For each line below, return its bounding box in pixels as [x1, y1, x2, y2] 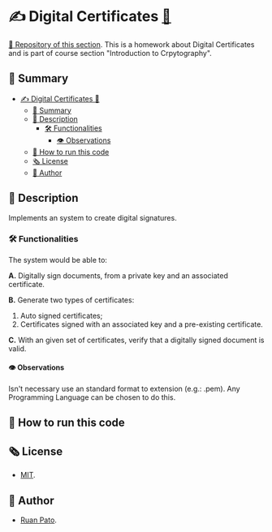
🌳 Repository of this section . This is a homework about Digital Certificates [8, 39, 255, 49]
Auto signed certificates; [19, 311, 103, 320]
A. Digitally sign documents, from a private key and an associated [8, 270, 229, 281]
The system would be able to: [8, 255, 108, 264]
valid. [8, 343, 27, 354]
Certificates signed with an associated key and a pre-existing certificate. [19, 319, 264, 329]
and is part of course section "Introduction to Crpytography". [8, 48, 213, 58]
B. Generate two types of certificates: [8, 294, 135, 305]
